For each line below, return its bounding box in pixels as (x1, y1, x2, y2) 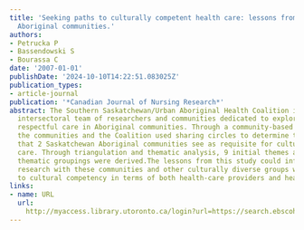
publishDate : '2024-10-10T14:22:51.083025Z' (9, 72, 180, 81)
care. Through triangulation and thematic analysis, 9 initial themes (17, 148, 290, 157)
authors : (9, 30, 43, 39)
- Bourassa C (9, 55, 59, 64)
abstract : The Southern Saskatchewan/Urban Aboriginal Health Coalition (9, 106, 290, 115)
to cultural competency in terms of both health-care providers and (17, 173, 281, 182)
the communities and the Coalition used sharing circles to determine (17, 131, 290, 140)
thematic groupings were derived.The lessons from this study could (17, 156, 281, 166)
